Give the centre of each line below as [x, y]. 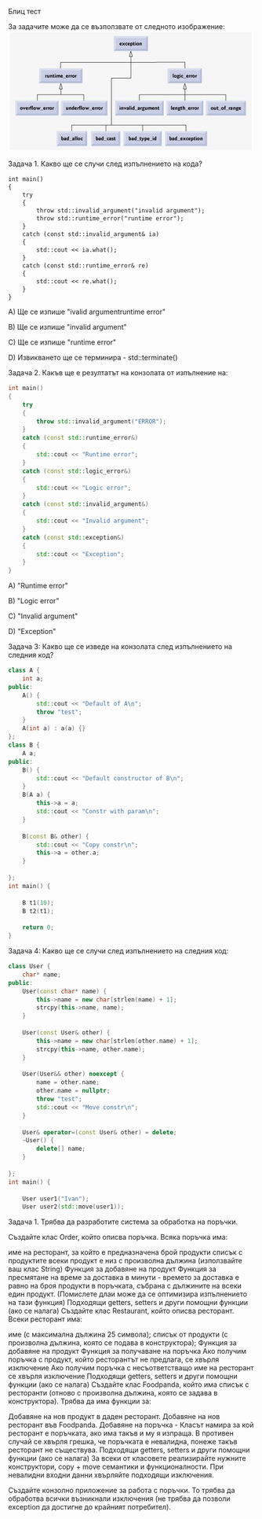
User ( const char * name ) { [65, 991]
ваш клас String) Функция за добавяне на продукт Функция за [113, 1269]
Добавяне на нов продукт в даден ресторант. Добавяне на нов [114, 1417]
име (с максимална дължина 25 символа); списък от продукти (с [118, 1335]
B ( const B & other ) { [56, 836]
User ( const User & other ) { [66, 1033]
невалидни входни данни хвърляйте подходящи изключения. [111, 1475]
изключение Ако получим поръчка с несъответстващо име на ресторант [131, 1368]
